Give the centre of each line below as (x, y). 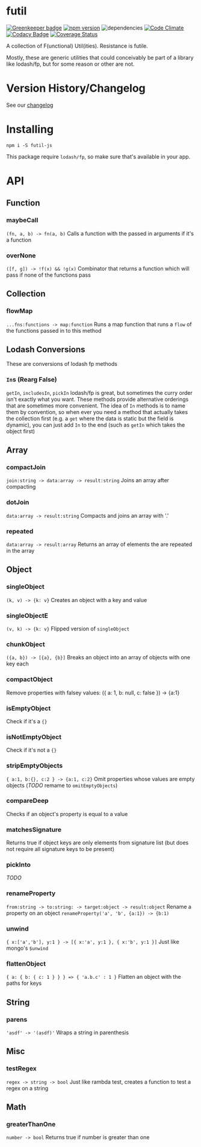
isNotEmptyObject (34, 737)
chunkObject (26, 644)
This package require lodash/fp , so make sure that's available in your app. (98, 156)
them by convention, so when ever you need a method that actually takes (97, 412)
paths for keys (24, 983)
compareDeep (28, 801)
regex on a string (27, 1088)
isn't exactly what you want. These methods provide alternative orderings (97, 399)
